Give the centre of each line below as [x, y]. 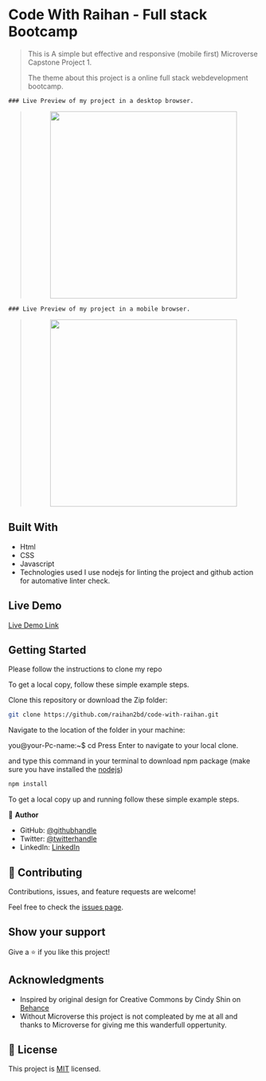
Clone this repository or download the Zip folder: [88, 700]
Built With [33, 527]
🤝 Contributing [45, 872]
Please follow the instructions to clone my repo [85, 669]
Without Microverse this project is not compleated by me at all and [129, 1016]
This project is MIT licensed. [55, 1069]
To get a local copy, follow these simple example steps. [99, 685]
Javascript [37, 564]
